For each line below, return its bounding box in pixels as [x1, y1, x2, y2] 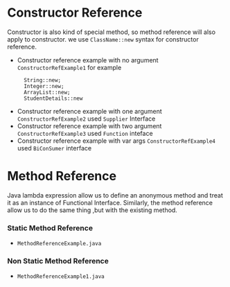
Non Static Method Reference [7, 256, 109, 266]
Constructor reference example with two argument [17, 121, 162, 130]
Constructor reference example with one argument [17, 107, 163, 115]
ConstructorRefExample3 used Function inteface [17, 129, 154, 137]
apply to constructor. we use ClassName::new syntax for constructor [7, 35, 199, 43]
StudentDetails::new [24, 95, 83, 102]
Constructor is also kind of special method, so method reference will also [7, 28, 216, 36]
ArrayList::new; [24, 89, 71, 96]
